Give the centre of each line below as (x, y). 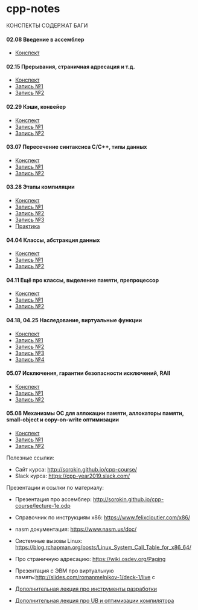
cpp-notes (33, 9)
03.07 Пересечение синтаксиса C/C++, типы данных (77, 147)
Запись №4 (30, 359)
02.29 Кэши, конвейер (36, 106)
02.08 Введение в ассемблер (45, 39)
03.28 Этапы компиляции (40, 187)
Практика (27, 226)
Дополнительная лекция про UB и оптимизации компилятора (94, 600)
